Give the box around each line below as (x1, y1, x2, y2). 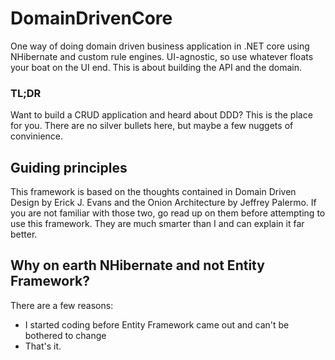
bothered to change (24, 329, 107, 341)
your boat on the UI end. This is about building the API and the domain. (10, 61, 303, 73)
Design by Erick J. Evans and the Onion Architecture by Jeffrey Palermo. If (10, 197, 317, 209)
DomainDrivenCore (10, 7, 173, 30)
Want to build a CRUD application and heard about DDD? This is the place (10, 109, 313, 121)
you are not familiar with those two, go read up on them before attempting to (10, 207, 326, 219)
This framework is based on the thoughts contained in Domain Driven (10, 186, 297, 198)
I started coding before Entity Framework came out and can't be (24, 318, 290, 331)
